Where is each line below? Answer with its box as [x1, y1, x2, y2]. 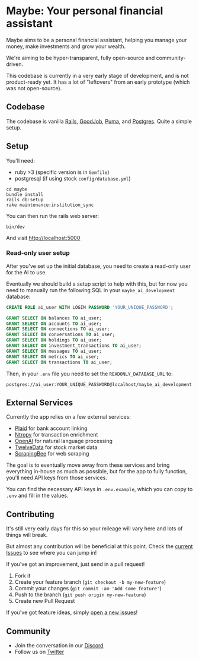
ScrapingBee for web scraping [14, 450, 89, 457]
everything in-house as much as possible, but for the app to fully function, [6, 468, 188, 475]
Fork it [14, 572, 31, 580]
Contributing [6, 509, 54, 519]
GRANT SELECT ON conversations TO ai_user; [6, 331, 115, 338]
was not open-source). [6, 84, 62, 91]
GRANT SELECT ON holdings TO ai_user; [6, 337, 102, 343]
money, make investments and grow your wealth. [6, 43, 126, 50]
